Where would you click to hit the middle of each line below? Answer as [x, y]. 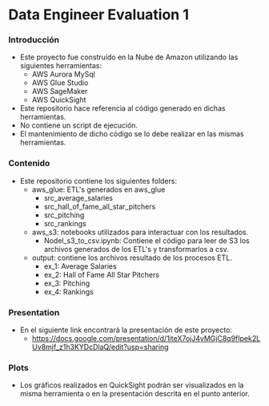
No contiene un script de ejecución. [79, 125]
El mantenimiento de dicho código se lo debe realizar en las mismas [132, 134]
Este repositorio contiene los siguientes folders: [98, 181]
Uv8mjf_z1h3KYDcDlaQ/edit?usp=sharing [100, 347]
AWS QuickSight [59, 100]
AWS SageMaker [60, 91]
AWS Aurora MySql [64, 75]
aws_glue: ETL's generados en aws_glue [98, 189]
